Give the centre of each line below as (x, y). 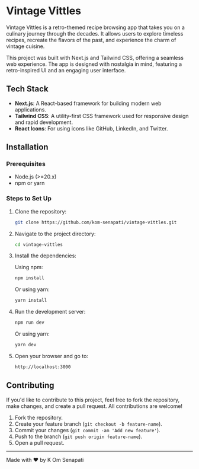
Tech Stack (27, 89)
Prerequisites (26, 164)
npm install (29, 278)
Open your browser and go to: (52, 356)
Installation (27, 147)
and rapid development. (44, 122)
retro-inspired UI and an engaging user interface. (66, 70)
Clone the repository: (41, 211)
